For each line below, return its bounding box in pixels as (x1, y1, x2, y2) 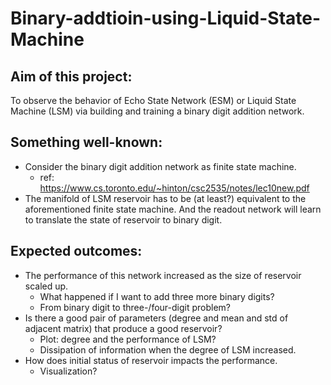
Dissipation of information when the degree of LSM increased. (39, 343, 297, 356)
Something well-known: (10, 134, 163, 151)
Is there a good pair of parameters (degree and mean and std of (24, 312, 289, 324)
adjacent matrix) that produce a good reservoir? (24, 322, 223, 334)
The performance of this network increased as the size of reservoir (24, 269, 302, 281)
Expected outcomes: (10, 243, 143, 260)
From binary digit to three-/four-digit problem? (39, 301, 232, 313)
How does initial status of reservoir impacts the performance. (24, 354, 278, 366)
